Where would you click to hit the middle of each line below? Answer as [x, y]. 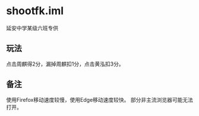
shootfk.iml [35, 11]
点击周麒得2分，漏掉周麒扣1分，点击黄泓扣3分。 [65, 64]
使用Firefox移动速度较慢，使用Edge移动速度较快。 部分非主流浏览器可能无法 [100, 99]
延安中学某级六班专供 [32, 28]
